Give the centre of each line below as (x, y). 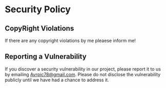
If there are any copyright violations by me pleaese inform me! (70, 40)
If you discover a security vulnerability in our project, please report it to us (83, 69)
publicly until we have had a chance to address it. (57, 80)
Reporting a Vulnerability (46, 57)
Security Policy (38, 9)
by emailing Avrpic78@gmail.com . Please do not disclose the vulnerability (83, 74)
